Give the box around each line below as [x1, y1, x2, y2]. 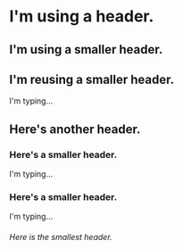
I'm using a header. [9, 6, 154, 27]
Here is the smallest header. [9, 231, 113, 242]
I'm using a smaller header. [9, 42, 163, 57]
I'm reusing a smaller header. [9, 71, 175, 87]
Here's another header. [9, 121, 141, 137]
